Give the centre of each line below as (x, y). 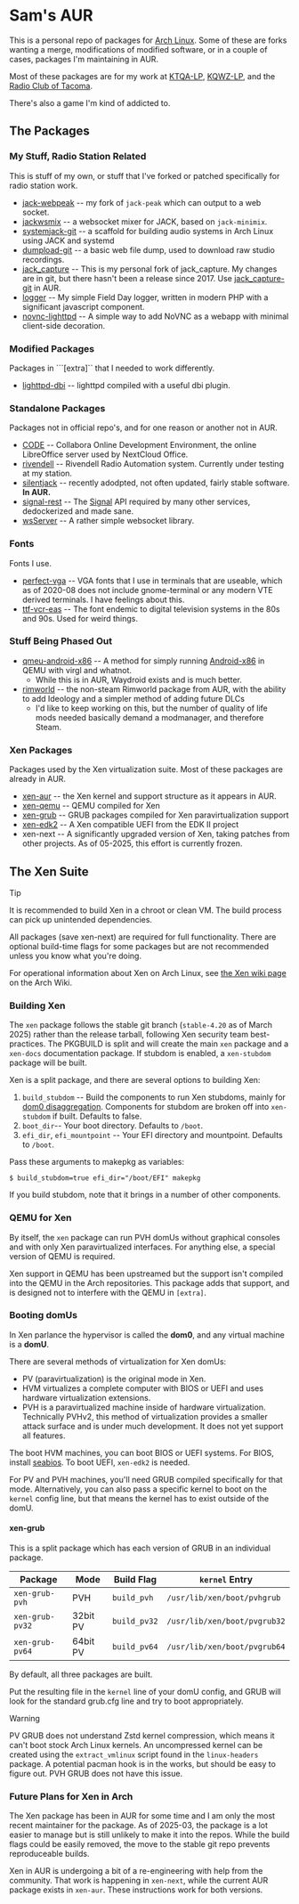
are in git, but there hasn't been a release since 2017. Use (127, 278)
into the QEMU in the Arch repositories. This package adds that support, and (149, 1282)
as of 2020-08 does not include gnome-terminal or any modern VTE (147, 590)
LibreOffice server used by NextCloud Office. (105, 454)
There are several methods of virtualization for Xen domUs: (118, 1361)
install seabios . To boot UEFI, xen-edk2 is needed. (100, 1462)
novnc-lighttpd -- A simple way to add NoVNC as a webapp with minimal (155, 316)
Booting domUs (44, 1315)
